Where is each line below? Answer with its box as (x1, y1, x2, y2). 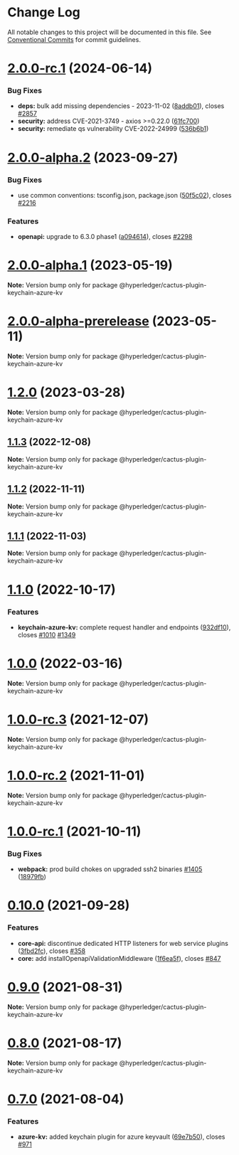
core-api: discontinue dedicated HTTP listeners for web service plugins (17, 939, 229, 947)
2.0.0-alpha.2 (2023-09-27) (7, 149, 179, 166)
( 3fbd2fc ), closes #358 (17, 947, 86, 955)
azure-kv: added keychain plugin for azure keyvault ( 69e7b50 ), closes (17, 1132, 225, 1141)
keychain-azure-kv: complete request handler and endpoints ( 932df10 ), (17, 623, 231, 632)
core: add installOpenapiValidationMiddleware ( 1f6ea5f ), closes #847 (17, 954, 221, 962)
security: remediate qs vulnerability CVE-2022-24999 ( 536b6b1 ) (17, 124, 209, 133)
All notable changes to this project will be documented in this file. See (7, 28, 212, 36)
